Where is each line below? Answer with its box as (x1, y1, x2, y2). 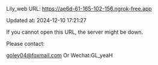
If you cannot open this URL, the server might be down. (6, 28, 143, 36)
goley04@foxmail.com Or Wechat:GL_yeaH (6, 52, 113, 59)
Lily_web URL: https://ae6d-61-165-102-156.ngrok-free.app (6, 5, 152, 12)
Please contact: (6, 40, 45, 47)
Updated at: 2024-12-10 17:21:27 (6, 17, 87, 23)
